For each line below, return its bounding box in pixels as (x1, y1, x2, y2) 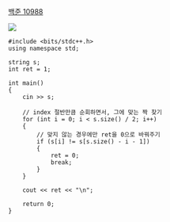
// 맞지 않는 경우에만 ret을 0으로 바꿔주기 (36, 131, 161, 139)
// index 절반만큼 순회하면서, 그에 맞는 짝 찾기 (22, 109, 163, 117)
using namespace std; (8, 44, 80, 52)
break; (50, 159, 73, 166)
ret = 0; (50, 151, 80, 159)
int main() (8, 79, 44, 87)
